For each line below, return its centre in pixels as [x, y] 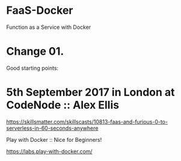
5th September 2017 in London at [91, 92]
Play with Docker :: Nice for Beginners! [54, 139]
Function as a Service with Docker [49, 27]
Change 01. [35, 51]
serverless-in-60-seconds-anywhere [52, 128]
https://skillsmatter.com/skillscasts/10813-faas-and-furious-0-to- [87, 121]
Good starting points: [32, 68]
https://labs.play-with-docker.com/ [49, 151]
